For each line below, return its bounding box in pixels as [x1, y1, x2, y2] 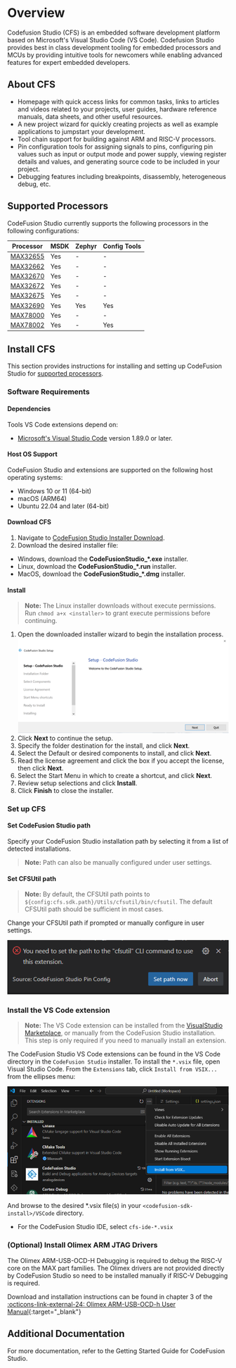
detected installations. [7, 844, 72, 853]
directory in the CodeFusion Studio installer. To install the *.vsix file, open [7, 1057, 221, 1066]
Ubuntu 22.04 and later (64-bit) [17, 502, 110, 510]
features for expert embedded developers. [7, 58, 131, 66]
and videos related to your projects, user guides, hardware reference [17, 104, 217, 113]
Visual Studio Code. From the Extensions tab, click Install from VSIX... [7, 1065, 218, 1073]
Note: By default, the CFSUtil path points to [24, 890, 150, 899]
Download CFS [7, 518, 51, 526]
